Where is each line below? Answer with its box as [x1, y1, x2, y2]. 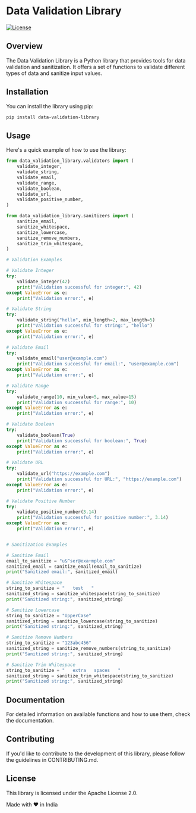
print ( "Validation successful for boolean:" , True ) [17, 437, 147, 444]
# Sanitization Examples [6, 542, 68, 548]
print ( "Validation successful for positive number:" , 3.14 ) [17, 515, 169, 521]
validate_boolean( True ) [17, 432, 76, 438]
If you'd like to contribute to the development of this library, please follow [6, 750, 185, 757]
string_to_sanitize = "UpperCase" [6, 612, 92, 618]
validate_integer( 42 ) [17, 279, 70, 284]
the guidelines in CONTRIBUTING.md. [6, 756, 99, 763]
